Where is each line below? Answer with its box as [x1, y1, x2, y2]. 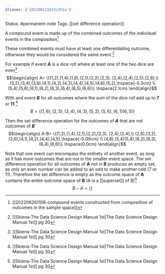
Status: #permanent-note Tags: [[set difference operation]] [5, 21, 124, 26]
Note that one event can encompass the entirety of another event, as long [5, 150, 155, 157]
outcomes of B [5, 123, 35, 129]
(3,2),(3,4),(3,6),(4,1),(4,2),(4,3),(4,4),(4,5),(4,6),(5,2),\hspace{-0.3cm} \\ [9, 80, 156, 86]
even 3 [5, 66, 18, 73]
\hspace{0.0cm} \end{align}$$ [63, 141, 126, 147]
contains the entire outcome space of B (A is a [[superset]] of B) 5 [5, 177, 137, 183]
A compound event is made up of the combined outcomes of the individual [5, 30, 156, 36]
